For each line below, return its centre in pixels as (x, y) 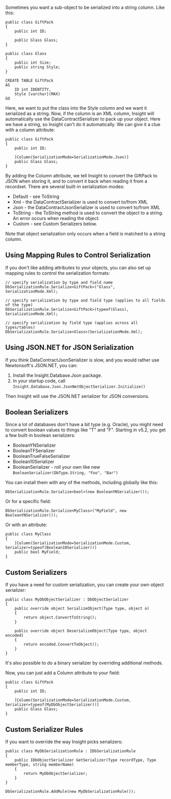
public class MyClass (28, 534)
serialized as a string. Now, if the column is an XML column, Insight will (80, 113)
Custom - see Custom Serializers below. (55, 224)
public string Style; (37, 67)
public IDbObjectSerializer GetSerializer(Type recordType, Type (86, 760)
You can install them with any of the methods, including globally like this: (82, 483)
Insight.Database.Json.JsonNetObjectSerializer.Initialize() (79, 387)
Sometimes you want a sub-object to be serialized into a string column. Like (85, 7)
